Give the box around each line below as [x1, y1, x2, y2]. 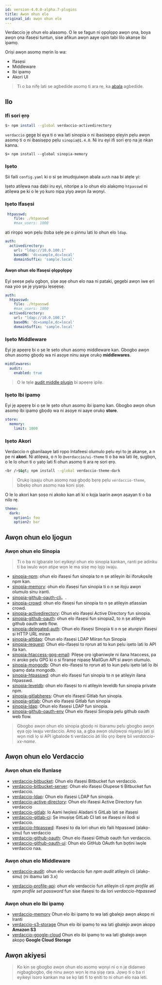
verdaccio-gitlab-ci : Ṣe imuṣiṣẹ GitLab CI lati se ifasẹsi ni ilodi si [12, 814, 140, 820]
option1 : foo [14, 515, 40, 520]
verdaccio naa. [12, 845, 42, 851]
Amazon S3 [12, 927, 36, 933]
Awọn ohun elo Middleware [5, 857, 71, 864]
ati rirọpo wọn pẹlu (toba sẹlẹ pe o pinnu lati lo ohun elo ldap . [5, 229, 128, 236]
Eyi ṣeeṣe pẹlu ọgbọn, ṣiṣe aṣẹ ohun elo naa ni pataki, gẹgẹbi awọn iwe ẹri [5, 278, 155, 284]
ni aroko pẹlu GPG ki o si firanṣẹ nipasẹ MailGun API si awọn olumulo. [12, 657, 151, 662]
